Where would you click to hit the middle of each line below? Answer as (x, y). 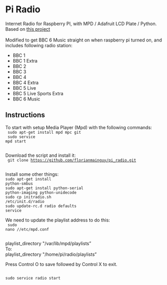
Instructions (25, 115)
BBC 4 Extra (26, 83)
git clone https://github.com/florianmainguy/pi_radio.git (72, 160)
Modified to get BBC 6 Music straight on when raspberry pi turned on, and (84, 40)
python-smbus (19, 184)
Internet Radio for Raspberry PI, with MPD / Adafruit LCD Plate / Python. (81, 24)
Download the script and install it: (40, 155)
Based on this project (28, 29)
